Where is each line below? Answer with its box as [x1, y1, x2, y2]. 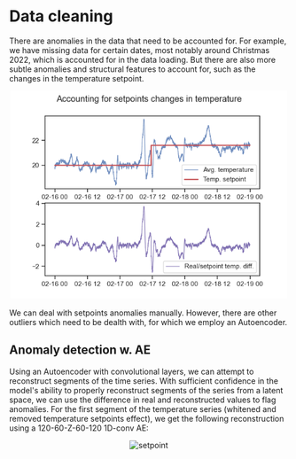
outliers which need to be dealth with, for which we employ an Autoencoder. [9, 316, 288, 327]
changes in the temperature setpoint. [9, 73, 144, 83]
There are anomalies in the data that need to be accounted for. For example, [9, 35, 287, 46]
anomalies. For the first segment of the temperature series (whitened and [9, 403, 277, 414]
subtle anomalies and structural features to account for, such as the [9, 64, 256, 74]
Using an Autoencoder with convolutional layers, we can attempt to [9, 366, 254, 377]
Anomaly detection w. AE [9, 343, 151, 358]
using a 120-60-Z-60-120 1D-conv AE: [9, 423, 149, 433]
